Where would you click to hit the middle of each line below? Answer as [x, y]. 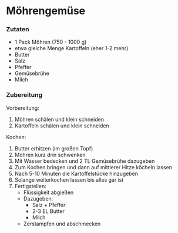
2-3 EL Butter [48, 211]
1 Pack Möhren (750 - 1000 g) [51, 42]
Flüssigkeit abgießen [48, 192]
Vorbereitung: [23, 108]
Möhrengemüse [46, 11]
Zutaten [18, 29]
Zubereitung [24, 95]
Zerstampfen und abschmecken [62, 224]
